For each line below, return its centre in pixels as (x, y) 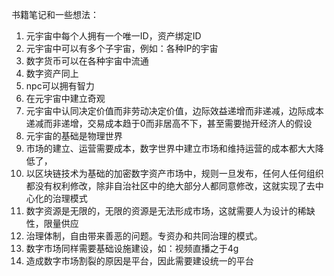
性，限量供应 (52, 223)
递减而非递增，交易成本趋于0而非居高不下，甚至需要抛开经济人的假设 (169, 123)
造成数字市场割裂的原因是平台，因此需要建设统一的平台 (139, 261)
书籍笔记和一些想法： (55, 14)
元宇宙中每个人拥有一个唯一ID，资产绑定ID (113, 36)
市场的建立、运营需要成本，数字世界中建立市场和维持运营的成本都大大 (170, 148)
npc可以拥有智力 (60, 86)
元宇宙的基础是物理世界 (74, 136)
